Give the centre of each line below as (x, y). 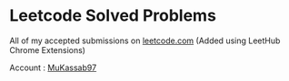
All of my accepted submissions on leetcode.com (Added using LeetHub (145, 40)
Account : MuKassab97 (53, 67)
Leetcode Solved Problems (113, 16)
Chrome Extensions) (48, 49)
